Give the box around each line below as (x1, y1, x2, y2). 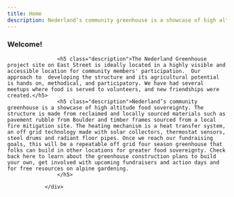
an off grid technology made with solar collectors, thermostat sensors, (7, 128, 226, 136)
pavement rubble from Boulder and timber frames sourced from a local (7, 116, 217, 123)
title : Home (7, 10, 42, 17)
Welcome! (7, 40, 43, 49)
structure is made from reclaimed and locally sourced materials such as (7, 110, 226, 117)
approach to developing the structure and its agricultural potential (7, 74, 219, 81)
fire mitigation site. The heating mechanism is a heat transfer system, (7, 123, 226, 129)
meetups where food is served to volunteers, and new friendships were (7, 86, 219, 93)
